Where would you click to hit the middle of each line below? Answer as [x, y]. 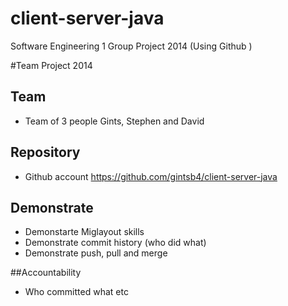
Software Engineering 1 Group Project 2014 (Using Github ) [131, 46]
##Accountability [46, 273]
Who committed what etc [76, 292]
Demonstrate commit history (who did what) [115, 243]
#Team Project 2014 [51, 65]
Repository [45, 152]
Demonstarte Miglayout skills [84, 232]
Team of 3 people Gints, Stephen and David [114, 121]
